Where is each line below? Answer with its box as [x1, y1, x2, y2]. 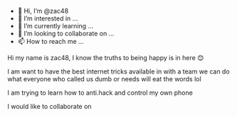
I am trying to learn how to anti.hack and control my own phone [7, 88, 194, 97]
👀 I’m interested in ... [17, 14, 78, 23]
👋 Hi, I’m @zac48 [17, 7, 69, 15]
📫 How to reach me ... [17, 37, 84, 45]
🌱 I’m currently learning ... [17, 22, 94, 30]
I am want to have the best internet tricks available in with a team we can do [7, 67, 230, 76]
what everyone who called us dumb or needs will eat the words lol [7, 75, 201, 83]
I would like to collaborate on [7, 103, 92, 110]
